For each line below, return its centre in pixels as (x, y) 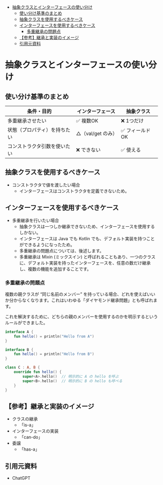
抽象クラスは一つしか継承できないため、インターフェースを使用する (87, 226)
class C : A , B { (23, 368)
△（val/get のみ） (97, 134)
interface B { (19, 350)
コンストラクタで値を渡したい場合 (46, 185)
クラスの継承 (25, 419)
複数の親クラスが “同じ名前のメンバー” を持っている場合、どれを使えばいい (80, 294)
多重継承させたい (27, 121)
